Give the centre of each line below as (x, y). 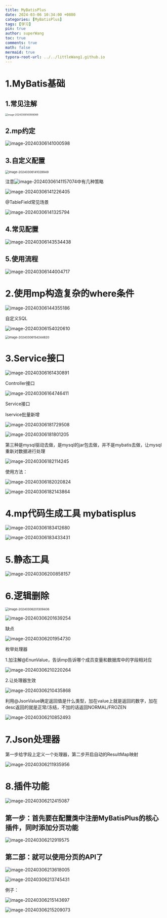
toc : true (16, 38)
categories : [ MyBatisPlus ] (34, 19)
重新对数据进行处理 (25, 451)
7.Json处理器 (33, 739)
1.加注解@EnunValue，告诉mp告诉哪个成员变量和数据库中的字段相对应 (79, 660)
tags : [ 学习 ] (18, 24)
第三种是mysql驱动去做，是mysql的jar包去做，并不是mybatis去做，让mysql (83, 445)
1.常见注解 (21, 103)
